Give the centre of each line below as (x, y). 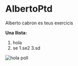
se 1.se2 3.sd (27, 48)
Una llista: (16, 32)
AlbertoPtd (29, 9)
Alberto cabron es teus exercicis (39, 23)
